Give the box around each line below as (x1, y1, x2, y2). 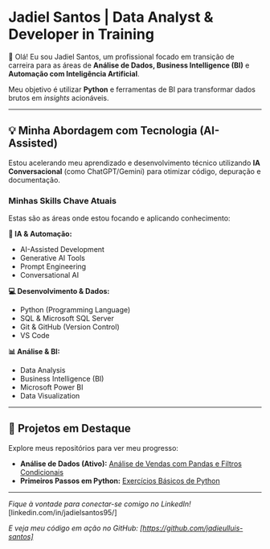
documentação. (8, 175, 60, 184)
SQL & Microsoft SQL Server (19, 314, 114, 324)
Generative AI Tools (19, 254, 86, 263)
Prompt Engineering (19, 262, 87, 271)
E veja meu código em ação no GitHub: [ (8, 523, 143, 533)
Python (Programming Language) (19, 305, 131, 315)
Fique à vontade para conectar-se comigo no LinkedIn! (8, 499, 191, 509)
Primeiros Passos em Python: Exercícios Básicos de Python (19, 476, 221, 485)
